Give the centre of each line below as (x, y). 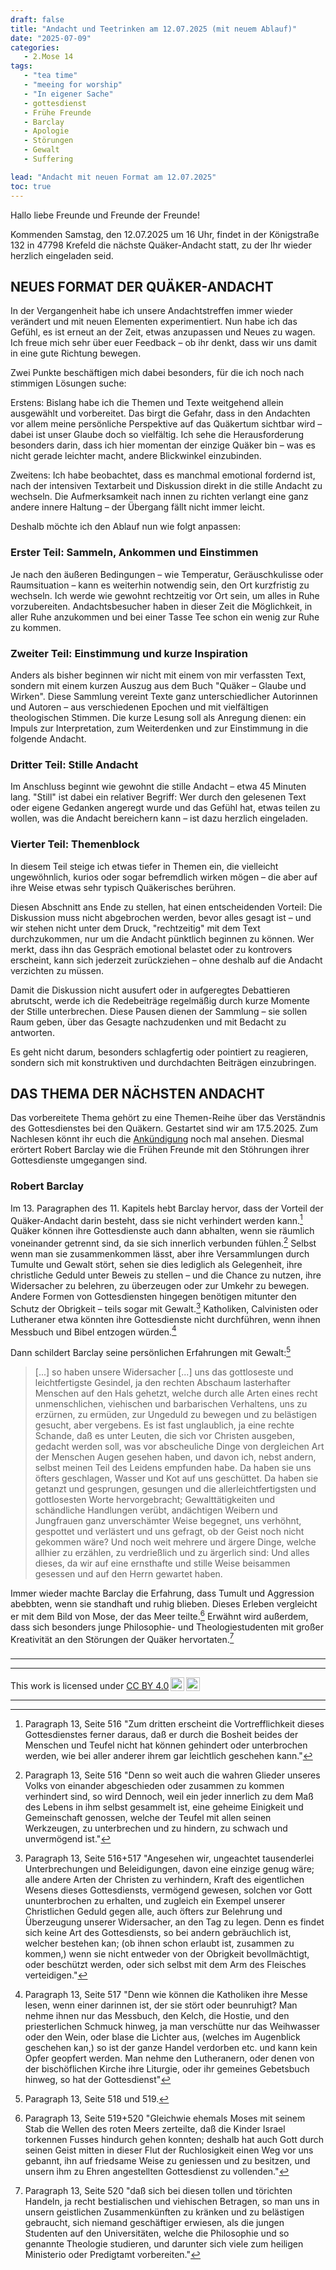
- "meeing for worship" (73, 85)
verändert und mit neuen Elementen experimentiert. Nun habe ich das (154, 322)
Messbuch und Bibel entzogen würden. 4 (93, 1331)
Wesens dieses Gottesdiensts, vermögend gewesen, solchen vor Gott (168, 1890)
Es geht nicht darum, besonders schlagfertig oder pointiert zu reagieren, (159, 1052)
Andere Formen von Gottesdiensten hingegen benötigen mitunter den (153, 1296)
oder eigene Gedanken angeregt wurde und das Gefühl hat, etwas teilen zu (165, 808)
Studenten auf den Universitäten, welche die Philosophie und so (157, 2233)
